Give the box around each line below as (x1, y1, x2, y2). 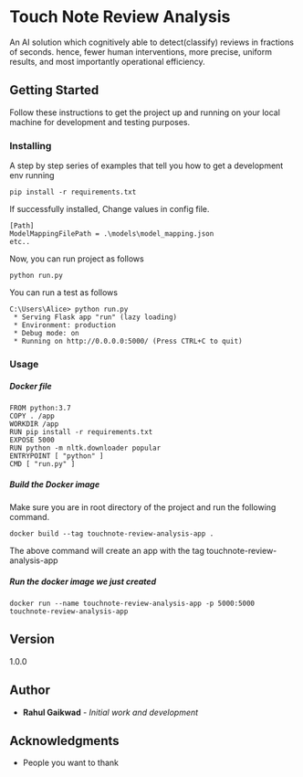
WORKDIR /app (9, 419, 59, 429)
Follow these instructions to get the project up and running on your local (9, 107, 281, 118)
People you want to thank (22, 757, 120, 769)
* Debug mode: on (13, 329, 79, 338)
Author (9, 683, 50, 698)
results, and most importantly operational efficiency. (9, 56, 205, 67)
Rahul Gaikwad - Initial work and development (22, 707, 199, 718)
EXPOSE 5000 (9, 435, 55, 444)
